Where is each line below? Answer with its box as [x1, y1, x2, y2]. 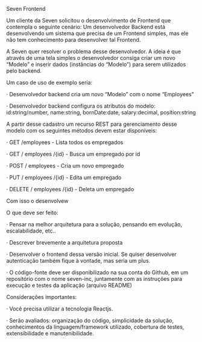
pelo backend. [6, 67, 42, 74]
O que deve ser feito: [6, 209, 58, 216]
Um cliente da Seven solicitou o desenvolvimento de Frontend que [6, 17, 171, 24]
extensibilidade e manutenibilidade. [6, 330, 95, 337]
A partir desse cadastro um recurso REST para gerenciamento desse [6, 120, 177, 128]
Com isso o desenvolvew [6, 197, 69, 205]
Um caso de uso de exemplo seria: [6, 79, 92, 86]
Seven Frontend [6, 5, 46, 12]
